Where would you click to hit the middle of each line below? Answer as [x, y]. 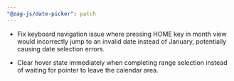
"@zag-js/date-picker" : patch [52, 14]
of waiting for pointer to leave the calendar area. [87, 70]
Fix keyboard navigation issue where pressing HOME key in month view [122, 34]
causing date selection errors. [61, 49]
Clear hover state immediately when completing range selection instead [122, 62]
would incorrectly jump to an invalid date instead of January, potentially [122, 41]
